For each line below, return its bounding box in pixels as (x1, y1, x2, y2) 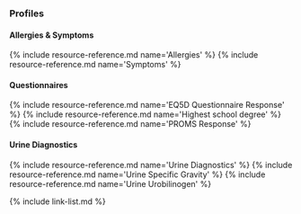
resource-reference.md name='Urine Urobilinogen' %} (9, 178, 212, 189)
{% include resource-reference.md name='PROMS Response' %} (9, 119, 252, 129)
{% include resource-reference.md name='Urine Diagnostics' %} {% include (9, 159, 293, 170)
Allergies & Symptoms (9, 30, 94, 40)
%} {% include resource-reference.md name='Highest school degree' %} (9, 109, 281, 120)
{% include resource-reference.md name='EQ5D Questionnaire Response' (9, 100, 285, 111)
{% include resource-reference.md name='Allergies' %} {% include (9, 49, 259, 60)
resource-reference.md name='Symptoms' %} (9, 59, 181, 70)
